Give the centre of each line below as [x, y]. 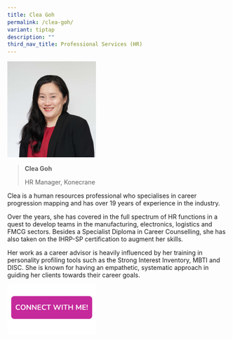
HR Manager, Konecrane [60, 182]
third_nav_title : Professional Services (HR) [75, 45]
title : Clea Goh [31, 15]
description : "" [31, 37]
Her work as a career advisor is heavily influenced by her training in [105, 253]
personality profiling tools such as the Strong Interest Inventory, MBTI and [114, 260]
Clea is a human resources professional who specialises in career [102, 196]
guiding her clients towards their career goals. [74, 275]
